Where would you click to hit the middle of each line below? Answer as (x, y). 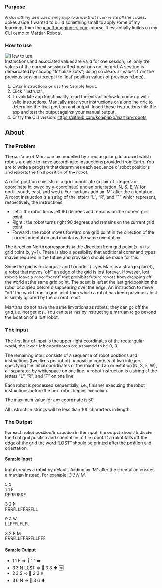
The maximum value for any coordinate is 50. (50, 400)
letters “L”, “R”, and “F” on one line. (40, 376)
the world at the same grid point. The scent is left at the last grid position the (81, 282)
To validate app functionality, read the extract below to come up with (80, 96)
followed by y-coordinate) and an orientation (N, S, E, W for (87, 187)
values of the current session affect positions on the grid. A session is (74, 66)
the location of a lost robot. (32, 317)
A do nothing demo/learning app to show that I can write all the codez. (76, 17)
